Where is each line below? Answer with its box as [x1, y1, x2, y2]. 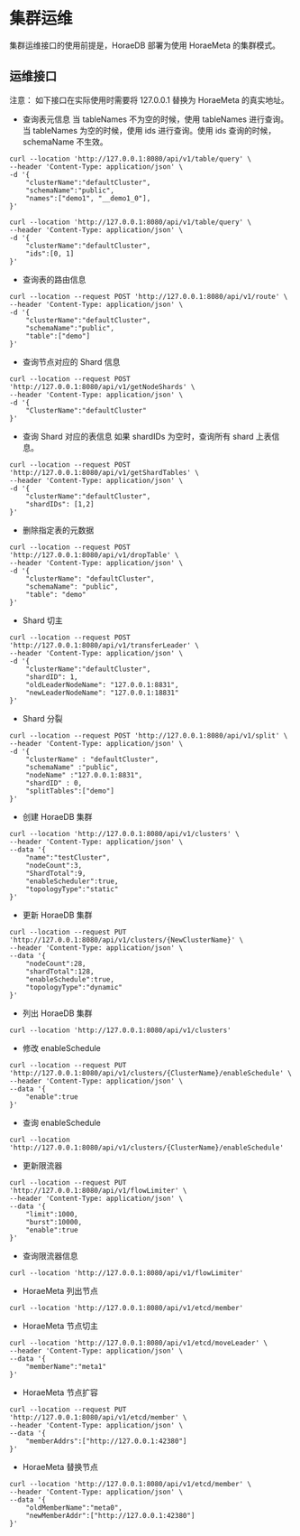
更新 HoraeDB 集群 [22, 909, 93, 920]
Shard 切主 [22, 615, 63, 626]
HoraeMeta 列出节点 [22, 1285, 99, 1296]
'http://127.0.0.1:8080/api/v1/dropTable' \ [9, 550, 179, 560]
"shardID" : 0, [25, 778, 83, 787]
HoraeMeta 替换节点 [22, 1461, 99, 1472]
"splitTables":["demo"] [25, 787, 115, 796]
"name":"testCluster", [25, 852, 111, 862]
